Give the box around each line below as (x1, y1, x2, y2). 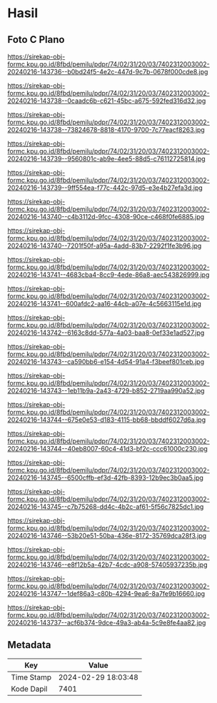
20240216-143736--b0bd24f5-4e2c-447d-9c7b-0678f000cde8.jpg (7, 68, 208, 76)
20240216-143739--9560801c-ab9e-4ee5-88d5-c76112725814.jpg (7, 155, 206, 163)
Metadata (7, 639, 51, 651)
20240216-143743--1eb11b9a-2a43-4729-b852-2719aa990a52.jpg (7, 387, 205, 395)
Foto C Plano (7, 34, 65, 46)
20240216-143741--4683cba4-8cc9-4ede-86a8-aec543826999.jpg (7, 270, 210, 279)
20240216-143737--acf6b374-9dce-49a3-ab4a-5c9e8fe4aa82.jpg (7, 619, 206, 627)
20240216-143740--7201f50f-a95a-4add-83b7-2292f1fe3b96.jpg (7, 241, 202, 250)
